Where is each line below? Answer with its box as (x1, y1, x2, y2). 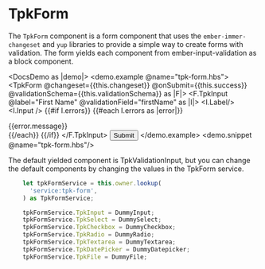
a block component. (8, 57, 74, 66)
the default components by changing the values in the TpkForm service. (8, 164, 244, 173)
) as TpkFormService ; (22, 194, 94, 202)
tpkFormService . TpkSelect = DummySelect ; (22, 216, 162, 224)
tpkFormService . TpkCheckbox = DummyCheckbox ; (22, 224, 177, 232)
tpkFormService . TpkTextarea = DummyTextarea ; (22, 238, 177, 247)
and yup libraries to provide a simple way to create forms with (42, 39, 244, 49)
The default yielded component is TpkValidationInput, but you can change (8, 155, 251, 165)
